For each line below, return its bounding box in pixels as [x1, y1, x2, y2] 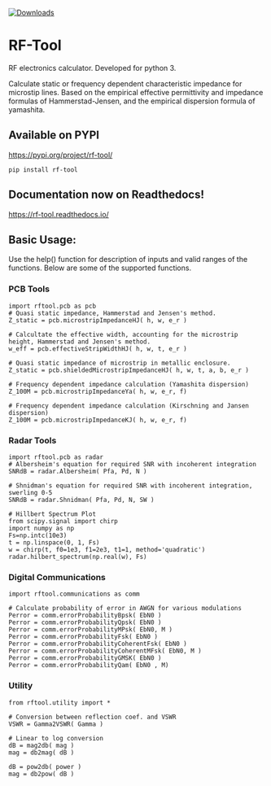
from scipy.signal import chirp [8, 517, 118, 525]
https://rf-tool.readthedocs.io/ [8, 209, 110, 219]
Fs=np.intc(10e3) [8, 531, 68, 539]
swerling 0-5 [8, 488, 53, 496]
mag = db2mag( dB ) [8, 749, 75, 757]
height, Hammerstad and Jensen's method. [8, 338, 151, 346]
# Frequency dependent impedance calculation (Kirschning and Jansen [8, 401, 250, 410]
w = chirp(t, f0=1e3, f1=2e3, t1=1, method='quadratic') [8, 545, 206, 553]
